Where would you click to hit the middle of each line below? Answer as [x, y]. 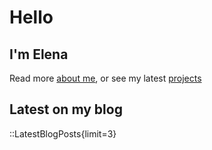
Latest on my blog [66, 109]
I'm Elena [39, 54]
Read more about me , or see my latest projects [105, 78]
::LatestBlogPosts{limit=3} [63, 133]
